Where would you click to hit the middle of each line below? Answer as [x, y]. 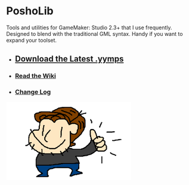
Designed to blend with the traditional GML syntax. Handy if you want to [94, 33]
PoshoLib [30, 11]
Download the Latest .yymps [69, 59]
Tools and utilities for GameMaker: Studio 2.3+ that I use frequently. [89, 27]
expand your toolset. [32, 40]
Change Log [33, 92]
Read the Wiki [35, 76]
